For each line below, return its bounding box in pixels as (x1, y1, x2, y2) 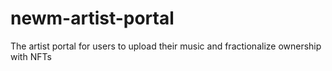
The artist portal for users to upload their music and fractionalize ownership (10, 40, 322, 52)
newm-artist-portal (10, 7, 175, 30)
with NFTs (10, 50, 52, 62)
